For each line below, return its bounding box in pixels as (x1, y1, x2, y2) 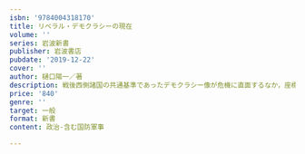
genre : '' (9, 97, 47, 107)
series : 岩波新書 (9, 38, 70, 48)
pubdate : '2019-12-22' (9, 55, 95, 64)
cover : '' (9, 64, 47, 73)
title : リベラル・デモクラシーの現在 (9, 22, 133, 31)
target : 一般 (9, 106, 56, 115)
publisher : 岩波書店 (9, 47, 82, 56)
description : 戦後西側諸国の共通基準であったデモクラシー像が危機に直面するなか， (9, 81, 285, 90)
